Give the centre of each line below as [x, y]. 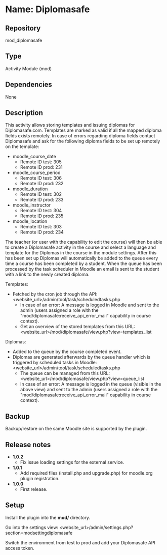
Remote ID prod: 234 [42, 232]
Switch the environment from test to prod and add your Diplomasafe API [80, 542]
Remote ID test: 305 [41, 162]
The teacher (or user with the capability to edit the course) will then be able [84, 242]
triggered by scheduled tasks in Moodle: [55, 363]
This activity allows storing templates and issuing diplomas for [70, 125]
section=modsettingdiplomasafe [39, 533]
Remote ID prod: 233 [42, 200]
